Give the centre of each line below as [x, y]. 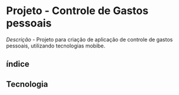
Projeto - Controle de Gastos [77, 11]
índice [18, 64]
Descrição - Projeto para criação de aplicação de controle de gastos [89, 39]
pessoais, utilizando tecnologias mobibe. [56, 46]
